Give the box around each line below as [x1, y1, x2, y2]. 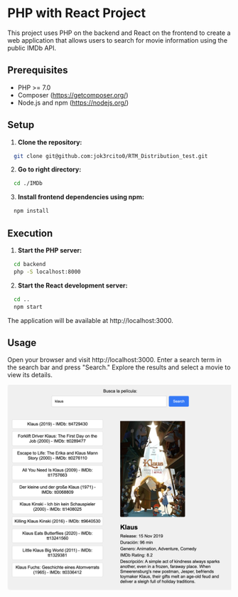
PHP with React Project [7, 5, 146, 21]
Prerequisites [7, 64, 68, 76]
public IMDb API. [7, 43, 57, 52]
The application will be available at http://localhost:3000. [7, 316, 174, 324]
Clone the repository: [17, 137, 82, 147]
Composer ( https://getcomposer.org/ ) [17, 90, 129, 99]
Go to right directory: [17, 165, 82, 174]
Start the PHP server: [17, 246, 82, 254]
